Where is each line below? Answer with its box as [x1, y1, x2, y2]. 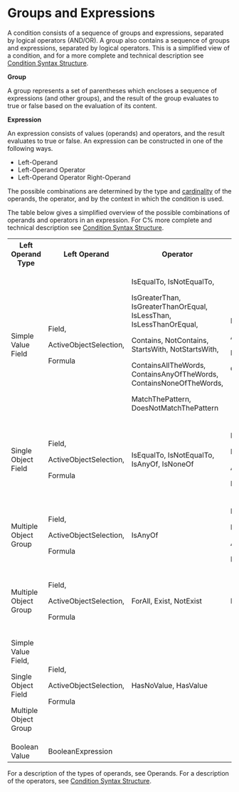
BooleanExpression [48, 746, 113, 756]
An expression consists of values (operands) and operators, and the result [7, 129, 225, 137]
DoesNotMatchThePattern [131, 403, 219, 413]
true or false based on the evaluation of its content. [7, 101, 158, 110]
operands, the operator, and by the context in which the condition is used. [7, 194, 224, 203]
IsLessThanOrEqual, [131, 319, 198, 329]
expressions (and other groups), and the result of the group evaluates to [7, 94, 219, 102]
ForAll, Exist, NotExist [131, 596, 203, 606]
